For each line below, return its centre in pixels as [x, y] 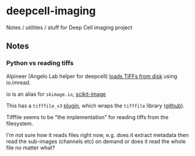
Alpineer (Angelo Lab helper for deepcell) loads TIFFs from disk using [92, 76]
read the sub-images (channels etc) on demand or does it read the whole [96, 141]
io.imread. [18, 82]
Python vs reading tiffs [40, 63]
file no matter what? [31, 148]
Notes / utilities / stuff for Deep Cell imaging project [69, 27]
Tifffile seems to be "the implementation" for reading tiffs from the [87, 117]
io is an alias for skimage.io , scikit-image [56, 94]
